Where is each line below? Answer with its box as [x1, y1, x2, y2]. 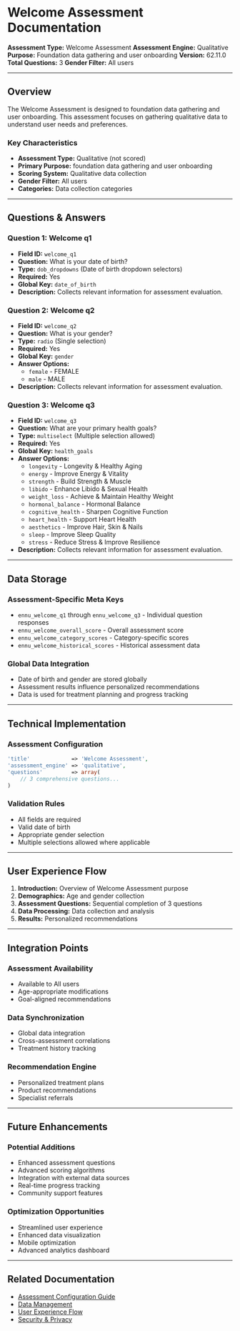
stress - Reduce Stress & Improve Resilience [28, 538, 161, 547]
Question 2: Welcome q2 [7, 305, 95, 315]
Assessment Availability [7, 963, 94, 973]
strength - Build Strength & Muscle [28, 477, 132, 486]
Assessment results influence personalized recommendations [17, 683, 200, 691]
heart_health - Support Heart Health [28, 515, 137, 524]
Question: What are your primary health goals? [17, 424, 157, 432]
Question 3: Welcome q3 [7, 400, 95, 410]
